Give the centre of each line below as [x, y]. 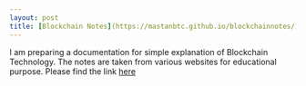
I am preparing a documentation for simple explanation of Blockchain [139, 52]
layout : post [34, 18]
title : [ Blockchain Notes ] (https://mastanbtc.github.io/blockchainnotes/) [154, 26]
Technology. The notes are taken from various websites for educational [143, 62]
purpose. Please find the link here [73, 71]
